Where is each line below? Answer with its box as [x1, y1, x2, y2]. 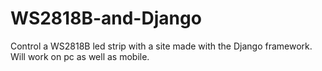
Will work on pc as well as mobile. [10, 50, 150, 62]
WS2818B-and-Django [10, 7, 202, 30]
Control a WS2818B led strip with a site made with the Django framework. [10, 40, 313, 52]
